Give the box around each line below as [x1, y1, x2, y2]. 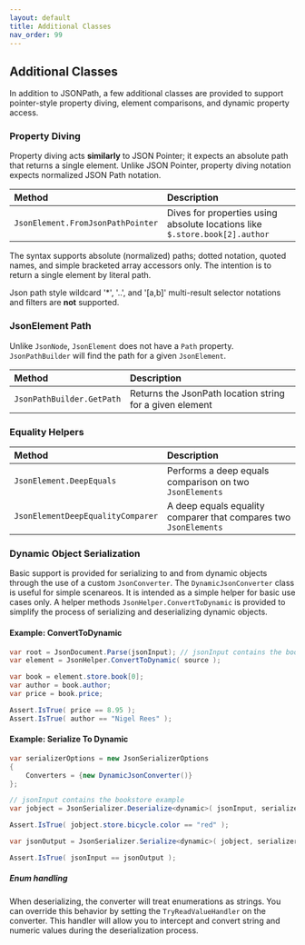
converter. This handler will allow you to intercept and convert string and [9, 915, 280, 926]
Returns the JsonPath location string [130, 387, 286, 400]
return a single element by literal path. [9, 270, 152, 281]
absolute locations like [166, 218, 262, 231]
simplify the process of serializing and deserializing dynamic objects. [9, 606, 268, 618]
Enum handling [9, 873, 68, 884]
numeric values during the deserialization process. [9, 924, 199, 936]
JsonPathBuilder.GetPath [14, 393, 122, 404]
